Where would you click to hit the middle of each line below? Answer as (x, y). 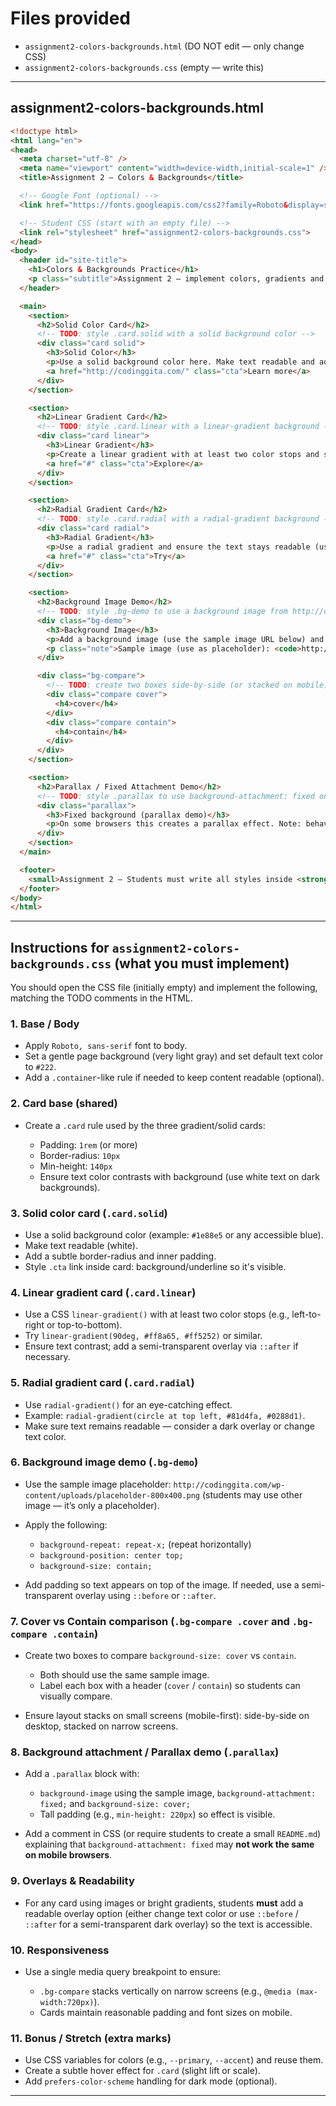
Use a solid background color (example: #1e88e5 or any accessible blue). (174, 1234)
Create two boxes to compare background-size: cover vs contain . (160, 1656)
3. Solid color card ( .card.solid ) (89, 1213)
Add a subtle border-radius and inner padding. (120, 1256)
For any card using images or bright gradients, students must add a (164, 1903)
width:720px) (67, 2003)
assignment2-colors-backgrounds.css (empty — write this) (144, 67)
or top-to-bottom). (84, 1325)
